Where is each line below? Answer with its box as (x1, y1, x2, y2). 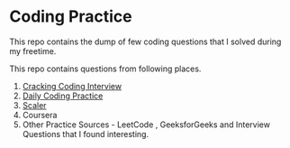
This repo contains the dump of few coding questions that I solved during (9, 36, 282, 47)
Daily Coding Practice (22, 90, 104, 101)
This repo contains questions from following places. (9, 63, 202, 74)
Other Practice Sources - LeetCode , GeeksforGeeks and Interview (22, 119, 270, 130)
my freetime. (9, 45, 57, 56)
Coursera (22, 109, 58, 120)
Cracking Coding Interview (22, 80, 122, 91)
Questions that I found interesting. (22, 128, 150, 139)
